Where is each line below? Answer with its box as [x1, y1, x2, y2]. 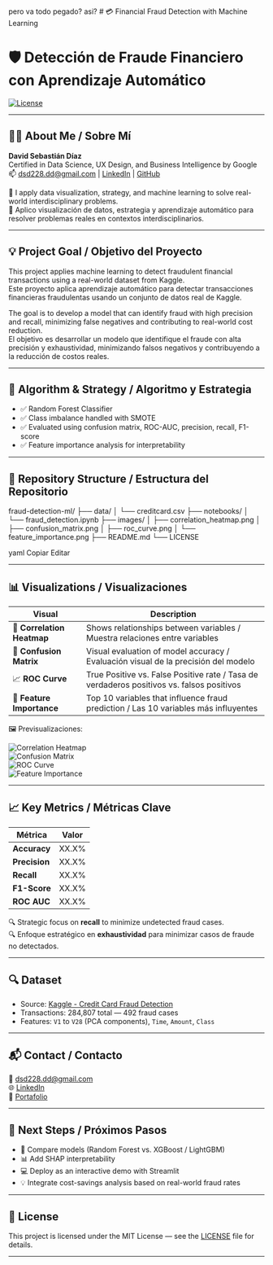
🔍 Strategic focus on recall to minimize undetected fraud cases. [8, 917, 225, 926]
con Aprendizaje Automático [8, 72, 206, 90]
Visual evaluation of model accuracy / [86, 646, 230, 657]
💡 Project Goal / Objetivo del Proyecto [8, 245, 203, 259]
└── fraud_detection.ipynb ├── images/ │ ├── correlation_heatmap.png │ [8, 515, 261, 525]
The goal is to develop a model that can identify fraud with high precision [8, 308, 253, 317]
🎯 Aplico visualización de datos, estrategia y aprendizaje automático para [8, 204, 254, 214]
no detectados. [8, 941, 59, 951]
